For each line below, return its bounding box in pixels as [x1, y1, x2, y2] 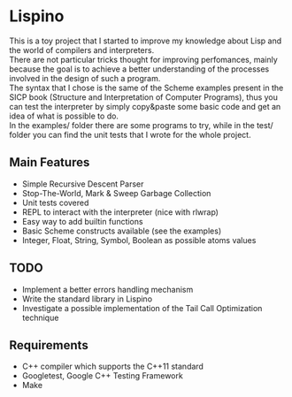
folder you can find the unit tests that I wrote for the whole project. [9, 129, 251, 140]
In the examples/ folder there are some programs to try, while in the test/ [9, 119, 274, 130]
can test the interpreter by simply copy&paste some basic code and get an [9, 101, 281, 111]
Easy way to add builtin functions [21, 216, 143, 226]
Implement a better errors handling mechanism [21, 284, 194, 294]
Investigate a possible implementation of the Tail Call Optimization [21, 302, 263, 313]
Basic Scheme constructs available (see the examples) [21, 225, 222, 236]
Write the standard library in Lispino [21, 294, 153, 304]
